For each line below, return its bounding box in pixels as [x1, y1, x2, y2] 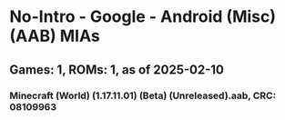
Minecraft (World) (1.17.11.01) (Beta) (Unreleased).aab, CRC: [9, 89, 277, 102]
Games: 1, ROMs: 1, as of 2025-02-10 [9, 62, 225, 77]
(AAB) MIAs [9, 25, 100, 46]
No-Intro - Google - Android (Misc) [9, 6, 276, 27]
